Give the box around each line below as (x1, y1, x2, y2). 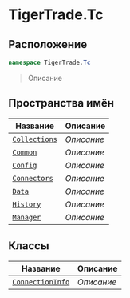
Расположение (8, 38, 88, 51)
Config (12, 160, 37, 170)
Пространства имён (8, 96, 114, 110)
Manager (12, 212, 41, 222)
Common (12, 147, 37, 157)
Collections (12, 135, 58, 143)
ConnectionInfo (12, 277, 70, 286)
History (12, 199, 41, 209)
